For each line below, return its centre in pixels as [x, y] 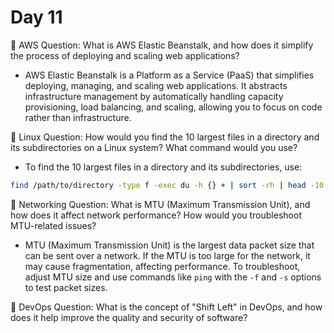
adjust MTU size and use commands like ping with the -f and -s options [173, 277]
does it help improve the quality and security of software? [129, 317]
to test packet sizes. [66, 287]
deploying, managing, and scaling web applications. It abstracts [156, 85]
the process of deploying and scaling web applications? [125, 55]
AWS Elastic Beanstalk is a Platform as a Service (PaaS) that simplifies [169, 75]
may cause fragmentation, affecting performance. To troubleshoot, [162, 266]
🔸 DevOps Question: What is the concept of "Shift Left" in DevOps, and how [166, 307]
